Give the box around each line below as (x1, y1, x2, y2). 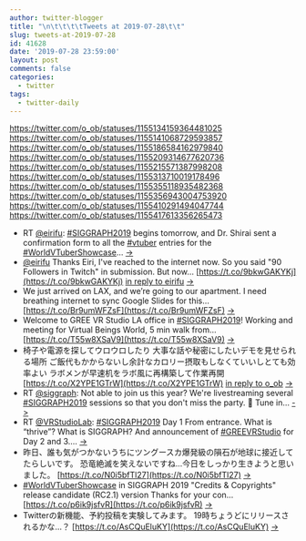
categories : (9, 73, 55, 82)
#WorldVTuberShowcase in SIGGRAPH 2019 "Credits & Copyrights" (22, 480, 276, 491)
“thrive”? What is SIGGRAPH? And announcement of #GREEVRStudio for (22, 426, 294, 437)
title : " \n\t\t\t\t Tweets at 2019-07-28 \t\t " (9, 22, 185, 31)
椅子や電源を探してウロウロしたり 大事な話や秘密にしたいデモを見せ (22, 345, 280, 356)
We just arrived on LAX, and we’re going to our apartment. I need (22, 286, 267, 297)
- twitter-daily (17, 97, 79, 107)
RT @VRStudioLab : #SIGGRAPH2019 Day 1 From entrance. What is (22, 416, 273, 428)
